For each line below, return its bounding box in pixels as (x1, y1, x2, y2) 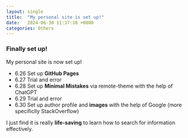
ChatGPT (14, 88, 37, 95)
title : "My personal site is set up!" (6, 14, 105, 20)
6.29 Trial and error (14, 95, 62, 102)
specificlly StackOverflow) (14, 107, 79, 114)
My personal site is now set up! (6, 58, 82, 65)
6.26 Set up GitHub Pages (14, 69, 79, 77)
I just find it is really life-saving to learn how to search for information (6, 119, 176, 126)
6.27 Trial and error (14, 76, 62, 83)
